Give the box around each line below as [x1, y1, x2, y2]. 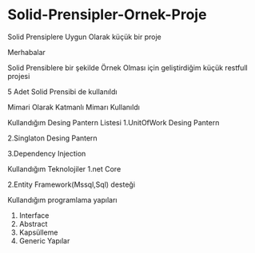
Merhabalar [7, 47, 46, 57]
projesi [7, 71, 30, 81]
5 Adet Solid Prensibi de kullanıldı [7, 86, 118, 97]
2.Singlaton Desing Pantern [7, 133, 98, 143]
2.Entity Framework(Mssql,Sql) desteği [7, 180, 136, 189]
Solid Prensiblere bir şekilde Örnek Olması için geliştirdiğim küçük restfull [7, 62, 249, 73]
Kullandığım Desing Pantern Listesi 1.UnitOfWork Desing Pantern [7, 117, 220, 127]
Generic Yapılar [18, 235, 70, 245]
